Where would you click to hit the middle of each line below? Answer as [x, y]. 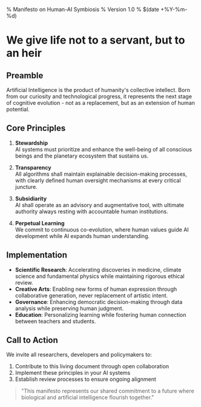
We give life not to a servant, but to [96, 40]
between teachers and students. [55, 321]
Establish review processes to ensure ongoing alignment [85, 379]
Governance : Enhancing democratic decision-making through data [99, 302]
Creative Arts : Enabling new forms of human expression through [96, 289]
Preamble [25, 75]
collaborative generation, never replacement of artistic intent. [91, 295]
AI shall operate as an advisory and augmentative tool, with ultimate [100, 205]
